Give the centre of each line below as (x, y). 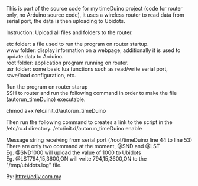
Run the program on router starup (47, 87)
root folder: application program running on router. (67, 63)
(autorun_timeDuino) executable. (46, 99)
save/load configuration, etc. (41, 75)
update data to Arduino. (35, 56)
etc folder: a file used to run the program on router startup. (77, 44)
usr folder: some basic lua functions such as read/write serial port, (87, 69)
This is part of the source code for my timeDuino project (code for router (95, 9)
